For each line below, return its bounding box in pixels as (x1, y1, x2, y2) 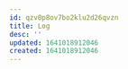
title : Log (9, 22, 50, 30)
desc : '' (9, 30, 42, 39)
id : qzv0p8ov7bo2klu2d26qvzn (9, 13, 119, 22)
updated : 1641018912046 (9, 38, 99, 47)
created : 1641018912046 (9, 47, 99, 56)
